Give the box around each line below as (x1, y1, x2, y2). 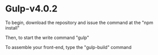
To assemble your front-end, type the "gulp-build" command (5, 44, 132, 50)
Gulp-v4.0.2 (5, 3, 58, 14)
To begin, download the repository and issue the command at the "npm (5, 19, 153, 25)
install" (5, 24, 20, 30)
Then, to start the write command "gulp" (5, 34, 89, 40)
